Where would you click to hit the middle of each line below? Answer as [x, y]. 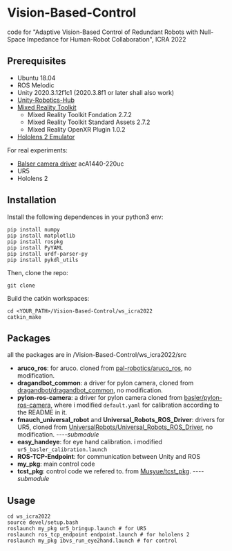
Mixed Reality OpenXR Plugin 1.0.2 [76, 129]
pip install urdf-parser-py [48, 254]
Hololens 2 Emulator [46, 137]
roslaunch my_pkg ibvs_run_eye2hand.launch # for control [92, 541]
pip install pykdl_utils [43, 260]
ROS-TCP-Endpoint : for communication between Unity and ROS [109, 457]
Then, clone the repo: [38, 272]
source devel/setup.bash [43, 523]
